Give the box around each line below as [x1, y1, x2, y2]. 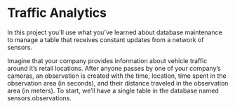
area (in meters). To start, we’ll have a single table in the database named [7, 86, 219, 95]
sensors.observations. [7, 93, 72, 102]
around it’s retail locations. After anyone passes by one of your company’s [7, 64, 221, 72]
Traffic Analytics [7, 5, 107, 21]
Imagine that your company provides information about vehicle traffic [7, 56, 208, 65]
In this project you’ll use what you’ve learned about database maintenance [7, 28, 222, 36]
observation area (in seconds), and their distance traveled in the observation [7, 79, 229, 87]
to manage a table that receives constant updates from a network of [7, 35, 204, 43]
